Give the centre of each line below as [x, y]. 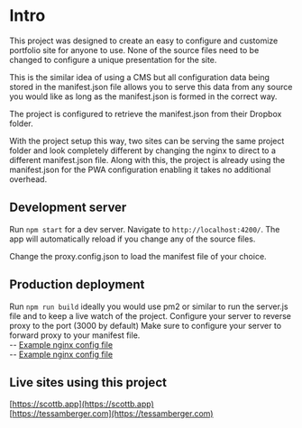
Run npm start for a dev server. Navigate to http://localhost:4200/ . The [145, 229]
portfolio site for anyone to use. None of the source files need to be [134, 50]
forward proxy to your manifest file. [75, 335]
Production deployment [77, 285]
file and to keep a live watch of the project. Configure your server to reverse [150, 315]
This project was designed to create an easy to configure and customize [144, 41]
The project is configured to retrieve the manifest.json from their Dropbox [146, 114]
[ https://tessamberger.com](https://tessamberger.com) [111, 414]
